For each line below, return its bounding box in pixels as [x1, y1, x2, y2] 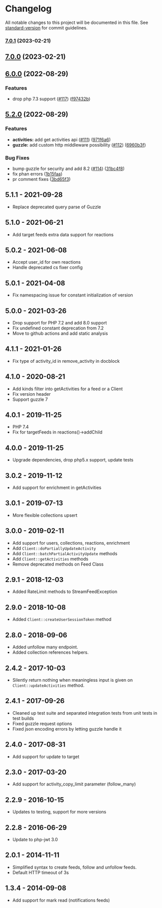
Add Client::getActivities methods [12, 556, 89, 562]
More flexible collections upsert [12, 512, 78, 518]
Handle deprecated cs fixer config [12, 265, 83, 271]
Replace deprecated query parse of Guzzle [12, 204, 101, 210]
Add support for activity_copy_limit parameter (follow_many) [12, 781, 136, 787]
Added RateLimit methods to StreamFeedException [12, 589, 118, 595]
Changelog [5, 3, 52, 14]
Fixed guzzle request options [12, 721, 72, 727]
